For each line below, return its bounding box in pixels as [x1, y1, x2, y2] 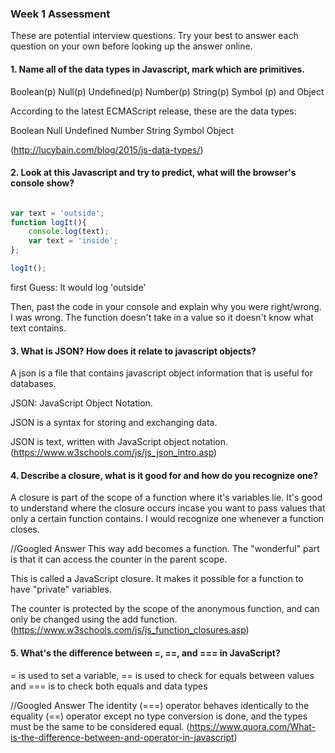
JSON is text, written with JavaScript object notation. [10, 436, 228, 448]
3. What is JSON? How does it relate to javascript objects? [10, 345, 257, 357]
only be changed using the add [10, 613, 139, 626]
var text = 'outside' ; [10, 208, 105, 218]
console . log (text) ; [28, 227, 110, 237]
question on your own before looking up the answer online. [10, 40, 253, 52]
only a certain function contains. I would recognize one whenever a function [10, 513, 324, 525]
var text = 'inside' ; [28, 236, 118, 246]
